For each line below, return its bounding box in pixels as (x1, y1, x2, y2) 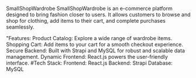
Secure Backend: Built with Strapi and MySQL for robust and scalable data (6, 47, 185, 54)
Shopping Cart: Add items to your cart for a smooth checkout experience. (6, 41, 183, 48)
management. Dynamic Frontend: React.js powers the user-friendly (6, 54, 169, 60)
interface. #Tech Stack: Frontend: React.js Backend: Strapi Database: (6, 59, 173, 66)
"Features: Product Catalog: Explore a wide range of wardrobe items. (6, 35, 173, 41)
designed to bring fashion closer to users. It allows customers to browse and (6, 11, 191, 18)
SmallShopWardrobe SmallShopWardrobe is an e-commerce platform (6, 5, 173, 12)
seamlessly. (6, 23, 35, 30)
